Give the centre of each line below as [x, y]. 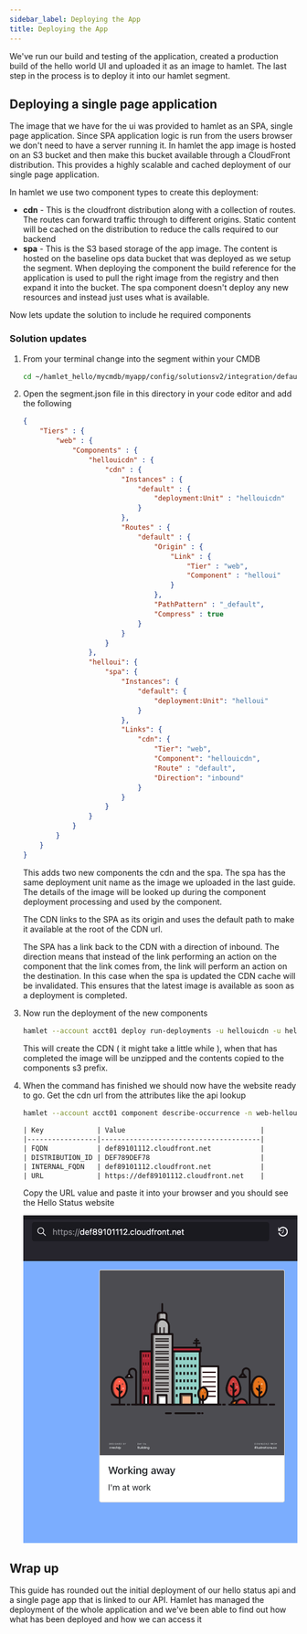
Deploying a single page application [113, 104]
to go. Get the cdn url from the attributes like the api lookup [134, 1095]
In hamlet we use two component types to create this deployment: [134, 193]
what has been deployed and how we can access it [106, 1619]
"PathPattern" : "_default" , [209, 605]
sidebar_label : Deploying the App [75, 19]
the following [47, 404]
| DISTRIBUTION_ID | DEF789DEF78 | [143, 1158]
